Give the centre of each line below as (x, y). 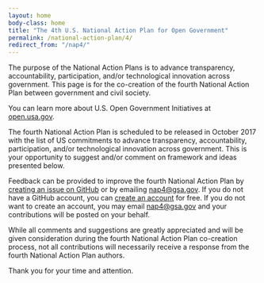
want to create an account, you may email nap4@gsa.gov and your (118, 206)
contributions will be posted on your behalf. (79, 215)
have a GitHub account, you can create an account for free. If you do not (127, 198)
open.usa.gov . (32, 117)
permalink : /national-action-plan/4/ (71, 38)
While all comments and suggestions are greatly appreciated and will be (126, 230)
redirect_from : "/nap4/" (49, 45)
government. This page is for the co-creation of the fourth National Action (129, 85)
